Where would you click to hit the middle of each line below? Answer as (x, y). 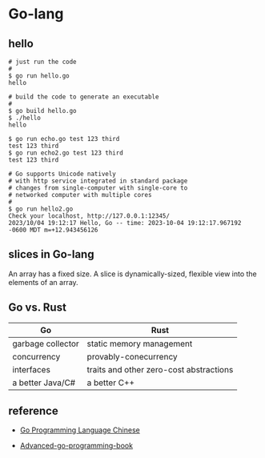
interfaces (31, 369)
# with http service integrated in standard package (98, 181)
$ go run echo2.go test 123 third (66, 153)
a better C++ (110, 383)
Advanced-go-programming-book (76, 446)
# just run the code (43, 62)
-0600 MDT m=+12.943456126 (53, 230)
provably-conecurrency (132, 356)
